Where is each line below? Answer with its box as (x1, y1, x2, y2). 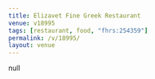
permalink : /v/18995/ (8, 34, 81, 42)
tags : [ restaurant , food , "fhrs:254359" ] (8, 26, 149, 34)
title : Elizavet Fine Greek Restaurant (8, 11, 141, 20)
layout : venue (8, 41, 56, 49)
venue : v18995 (8, 19, 56, 27)
